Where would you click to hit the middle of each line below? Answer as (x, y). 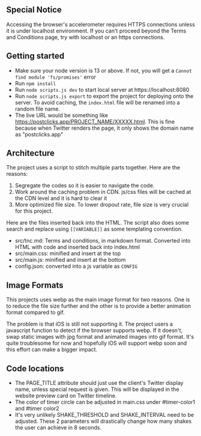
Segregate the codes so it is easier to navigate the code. (85, 186)
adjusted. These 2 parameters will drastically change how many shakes (103, 421)
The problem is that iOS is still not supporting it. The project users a (89, 324)
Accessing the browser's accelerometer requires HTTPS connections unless (100, 24)
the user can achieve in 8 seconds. (58, 428)
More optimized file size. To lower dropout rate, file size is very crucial (102, 205)
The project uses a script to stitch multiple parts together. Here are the (93, 168)
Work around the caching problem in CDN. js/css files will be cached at (103, 192)
